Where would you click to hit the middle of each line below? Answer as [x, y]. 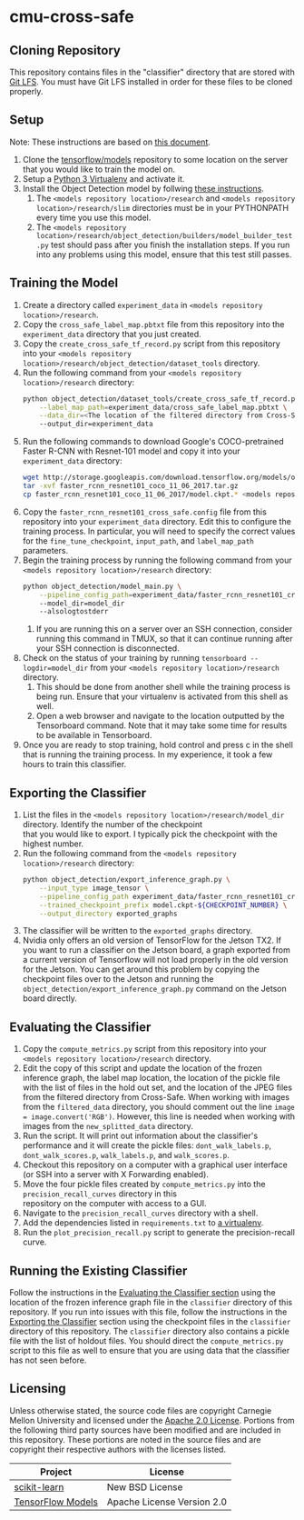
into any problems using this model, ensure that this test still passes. [164, 254]
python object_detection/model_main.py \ [102, 586]
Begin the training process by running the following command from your [157, 560]
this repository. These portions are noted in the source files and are [135, 1439]
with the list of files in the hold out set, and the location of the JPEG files [157, 1087]
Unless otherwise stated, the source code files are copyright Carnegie [141, 1410]
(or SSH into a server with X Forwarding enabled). [115, 1175]
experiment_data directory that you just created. [112, 334]
